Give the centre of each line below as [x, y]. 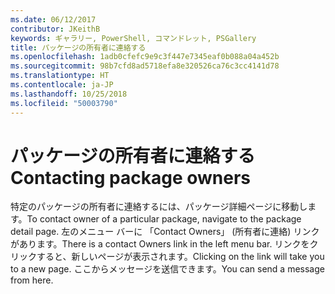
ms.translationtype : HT [60, 76]
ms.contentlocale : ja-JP [62, 85]
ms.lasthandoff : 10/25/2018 [69, 94]
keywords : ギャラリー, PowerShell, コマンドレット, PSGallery [133, 38]
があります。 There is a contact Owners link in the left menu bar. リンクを [160, 244]
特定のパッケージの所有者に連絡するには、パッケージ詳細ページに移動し [159, 207]
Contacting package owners [130, 177]
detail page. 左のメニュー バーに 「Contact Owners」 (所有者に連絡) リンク [165, 232]
